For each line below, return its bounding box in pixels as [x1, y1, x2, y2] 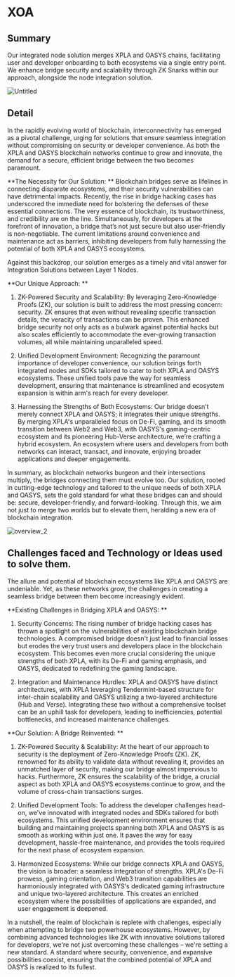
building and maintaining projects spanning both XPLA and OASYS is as [17, 823, 224, 831]
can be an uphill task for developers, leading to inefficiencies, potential [17, 707, 222, 716]
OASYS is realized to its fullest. [7, 962, 97, 971]
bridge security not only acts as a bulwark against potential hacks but [17, 322, 219, 331]
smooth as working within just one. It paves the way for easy [17, 831, 193, 839]
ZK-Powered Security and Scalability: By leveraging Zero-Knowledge [17, 293, 217, 301]
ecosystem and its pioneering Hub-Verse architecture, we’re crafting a [17, 432, 221, 441]
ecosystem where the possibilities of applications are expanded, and [17, 897, 216, 905]
